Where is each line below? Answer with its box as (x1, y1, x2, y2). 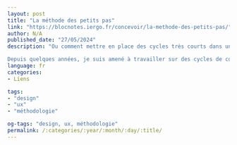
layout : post (7, 10, 46, 18)
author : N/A (7, 30, 42, 37)
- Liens (7, 75, 30, 82)
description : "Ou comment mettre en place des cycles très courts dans (7, 43, 222, 50)
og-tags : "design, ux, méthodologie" (7, 120, 119, 127)
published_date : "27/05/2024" (7, 37, 97, 44)
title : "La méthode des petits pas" (7, 17, 115, 24)
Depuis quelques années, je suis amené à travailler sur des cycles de (7, 56, 222, 63)
